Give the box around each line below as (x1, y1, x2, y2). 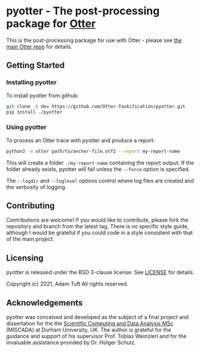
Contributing (6, 200, 55, 210)
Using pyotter (6, 123, 47, 131)
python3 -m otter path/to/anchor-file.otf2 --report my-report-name (6, 148, 180, 154)
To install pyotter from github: (6, 91, 79, 99)
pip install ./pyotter (6, 109, 63, 115)
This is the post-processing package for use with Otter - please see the (6, 36, 182, 44)
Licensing (6, 253, 44, 263)
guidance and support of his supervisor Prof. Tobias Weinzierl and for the (6, 332, 187, 339)
